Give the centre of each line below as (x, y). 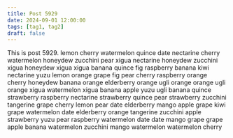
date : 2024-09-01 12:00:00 (47, 20)
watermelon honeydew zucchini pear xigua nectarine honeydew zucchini (113, 61)
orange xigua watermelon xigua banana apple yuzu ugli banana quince (110, 90)
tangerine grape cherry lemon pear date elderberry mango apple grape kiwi (116, 105)
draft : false (26, 33)
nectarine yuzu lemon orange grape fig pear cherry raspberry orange (107, 75)
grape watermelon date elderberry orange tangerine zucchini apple (104, 112)
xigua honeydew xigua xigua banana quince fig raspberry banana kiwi (108, 68)
